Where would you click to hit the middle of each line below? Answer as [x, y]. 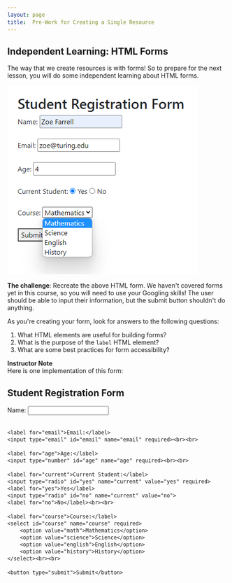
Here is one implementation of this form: [65, 371]
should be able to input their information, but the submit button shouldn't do [116, 300]
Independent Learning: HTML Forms [88, 51]
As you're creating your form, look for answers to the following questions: [113, 321]
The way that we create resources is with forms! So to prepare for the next [115, 68]
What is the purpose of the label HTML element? [88, 342]
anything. [21, 308]
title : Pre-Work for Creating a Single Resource [81, 22]
